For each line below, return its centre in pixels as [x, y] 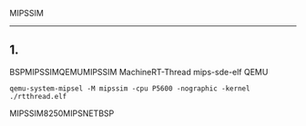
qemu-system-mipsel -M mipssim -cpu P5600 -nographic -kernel [130, 88]
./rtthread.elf [38, 96]
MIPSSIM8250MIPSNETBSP [62, 113]
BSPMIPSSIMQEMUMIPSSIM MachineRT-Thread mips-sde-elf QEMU [139, 72]
